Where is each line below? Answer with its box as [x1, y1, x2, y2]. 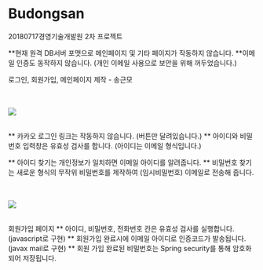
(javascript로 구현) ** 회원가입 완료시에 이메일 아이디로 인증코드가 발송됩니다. [8, 233, 247, 243]
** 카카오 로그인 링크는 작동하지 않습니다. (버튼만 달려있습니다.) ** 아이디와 [8, 131, 239, 140]
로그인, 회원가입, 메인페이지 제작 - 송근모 [8, 75, 133, 84]
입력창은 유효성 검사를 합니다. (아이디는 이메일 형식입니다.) [22, 140, 202, 150]
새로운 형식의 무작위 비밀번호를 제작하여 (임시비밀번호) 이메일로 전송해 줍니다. [16, 167, 254, 177]
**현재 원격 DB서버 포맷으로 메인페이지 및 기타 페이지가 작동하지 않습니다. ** [8, 48, 243, 57]
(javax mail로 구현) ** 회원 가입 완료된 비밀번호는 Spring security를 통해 [8, 243, 232, 253]
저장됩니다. [22, 253, 57, 263]
